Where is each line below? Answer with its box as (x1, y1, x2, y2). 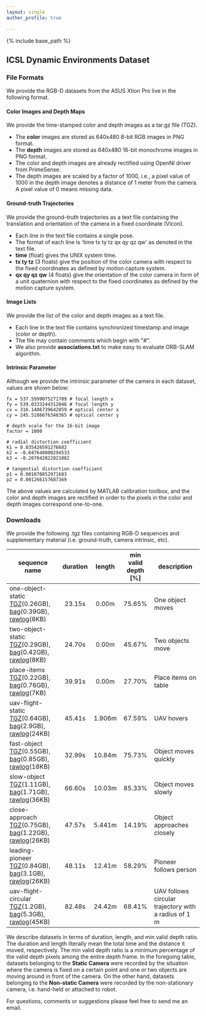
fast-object (9, 739, 43, 748)
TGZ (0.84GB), (9, 862, 51, 870)
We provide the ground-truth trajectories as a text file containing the (6, 213, 179, 221)
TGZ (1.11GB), (9, 780, 51, 789)
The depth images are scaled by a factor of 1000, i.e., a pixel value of (15, 173, 190, 180)
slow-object (9, 773, 45, 781)
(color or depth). (15, 330, 57, 337)
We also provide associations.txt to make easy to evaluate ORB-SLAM (15, 343, 195, 350)
